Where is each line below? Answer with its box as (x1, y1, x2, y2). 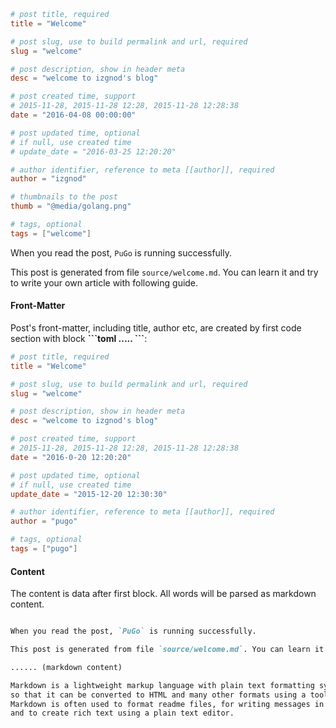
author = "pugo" (10, 516, 78, 527)
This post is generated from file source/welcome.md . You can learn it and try (10, 266, 319, 278)
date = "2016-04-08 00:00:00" (10, 110, 137, 120)
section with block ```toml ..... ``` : (10, 332, 148, 344)
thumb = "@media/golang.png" (10, 201, 132, 212)
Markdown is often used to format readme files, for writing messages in (10, 699, 325, 709)
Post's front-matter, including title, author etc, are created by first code (10, 321, 302, 334)
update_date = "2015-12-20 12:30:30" (10, 489, 168, 499)
